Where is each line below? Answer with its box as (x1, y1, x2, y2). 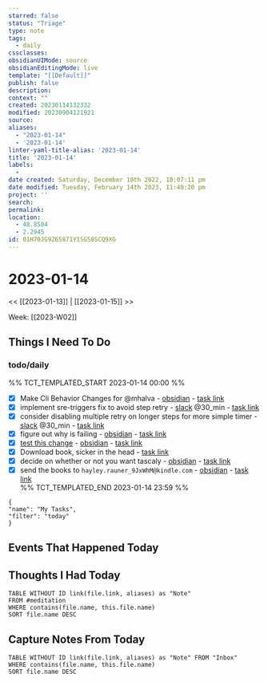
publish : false (8, 79, 59, 87)
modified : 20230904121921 (8, 109, 94, 117)
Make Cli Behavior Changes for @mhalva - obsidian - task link (19, 393, 225, 403)
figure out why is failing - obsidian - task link (19, 428, 167, 438)
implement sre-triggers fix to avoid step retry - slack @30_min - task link (19, 402, 260, 412)
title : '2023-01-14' (8, 153, 78, 161)
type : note (8, 26, 45, 35)
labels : (8, 161, 34, 169)
